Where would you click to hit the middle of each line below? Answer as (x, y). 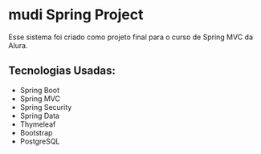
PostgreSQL (40, 141)
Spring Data (40, 115)
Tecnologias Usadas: (62, 71)
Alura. (18, 45)
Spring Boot (40, 90)
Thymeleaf (38, 124)
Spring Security (46, 107)
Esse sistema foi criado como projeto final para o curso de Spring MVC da (131, 37)
